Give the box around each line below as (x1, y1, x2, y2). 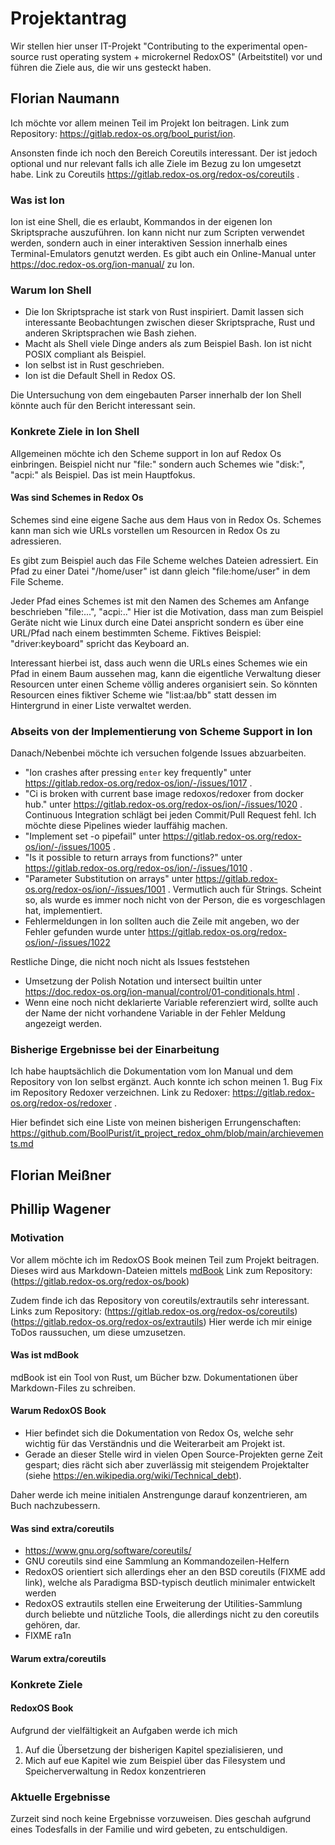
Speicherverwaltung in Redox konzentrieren (24, 1765, 207, 1777)
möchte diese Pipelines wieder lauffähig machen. (24, 820, 228, 832)
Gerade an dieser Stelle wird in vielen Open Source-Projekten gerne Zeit (24, 1448, 323, 1460)
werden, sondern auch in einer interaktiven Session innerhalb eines (10, 237, 288, 249)
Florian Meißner (10, 1167, 112, 1184)
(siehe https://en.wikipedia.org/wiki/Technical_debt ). (24, 1469, 242, 1481)
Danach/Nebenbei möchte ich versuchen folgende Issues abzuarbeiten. (10, 747, 307, 759)
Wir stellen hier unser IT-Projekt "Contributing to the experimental (10, 40, 281, 52)
